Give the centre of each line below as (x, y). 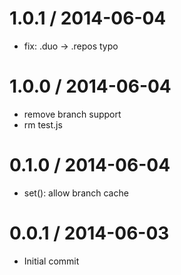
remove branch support (72, 114)
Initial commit (51, 261)
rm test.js (43, 124)
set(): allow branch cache (76, 193)
